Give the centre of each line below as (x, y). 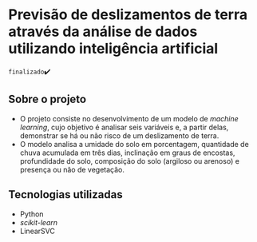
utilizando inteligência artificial (113, 49)
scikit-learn (39, 222)
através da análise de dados (103, 32)
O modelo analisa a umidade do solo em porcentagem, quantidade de (134, 144)
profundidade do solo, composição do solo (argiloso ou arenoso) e (129, 161)
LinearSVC (38, 231)
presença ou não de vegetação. (72, 169)
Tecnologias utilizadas (65, 194)
